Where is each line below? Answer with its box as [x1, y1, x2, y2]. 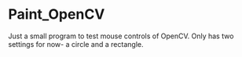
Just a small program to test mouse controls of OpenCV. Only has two [8, 31, 234, 41]
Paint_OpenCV [8, 5, 105, 23]
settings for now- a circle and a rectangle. [8, 39, 144, 48]
